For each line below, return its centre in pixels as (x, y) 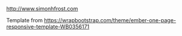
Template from (25, 20)
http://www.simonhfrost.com (42, 9)
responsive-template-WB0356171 (48, 27)
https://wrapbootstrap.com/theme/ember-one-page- (110, 20)
